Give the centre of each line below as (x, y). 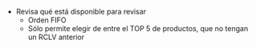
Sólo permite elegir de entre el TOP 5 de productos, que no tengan (138, 28)
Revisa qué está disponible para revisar (81, 12)
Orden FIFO (47, 20)
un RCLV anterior (56, 37)
